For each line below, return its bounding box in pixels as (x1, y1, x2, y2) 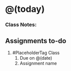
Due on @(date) (19, 55, 53, 61)
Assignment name (19, 60, 57, 66)
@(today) (5, 3, 45, 15)
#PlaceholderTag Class (12, 50, 60, 56)
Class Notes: (5, 21, 37, 28)
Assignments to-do (5, 36, 67, 45)
